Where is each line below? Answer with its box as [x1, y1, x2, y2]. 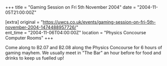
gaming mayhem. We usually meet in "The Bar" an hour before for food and [5, 50, 161, 56]
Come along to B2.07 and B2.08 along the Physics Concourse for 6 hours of [5, 45, 162, 50]
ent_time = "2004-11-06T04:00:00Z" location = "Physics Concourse [5, 30, 146, 35]
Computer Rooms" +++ [5, 35, 54, 41]
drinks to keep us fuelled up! [5, 55, 64, 61]
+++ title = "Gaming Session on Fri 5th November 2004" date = [5, 4, 136, 10]
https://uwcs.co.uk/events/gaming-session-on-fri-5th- [42, 19, 156, 25]
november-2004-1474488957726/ [5, 24, 77, 30]
